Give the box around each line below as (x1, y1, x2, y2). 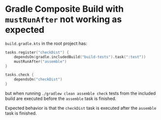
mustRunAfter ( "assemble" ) (14, 59, 67, 64)
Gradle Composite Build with (5, 3, 124, 15)
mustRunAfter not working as (5, 14, 122, 25)
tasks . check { (5, 72, 34, 77)
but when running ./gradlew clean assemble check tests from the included (5, 91, 156, 96)
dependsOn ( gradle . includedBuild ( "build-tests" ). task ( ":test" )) (14, 54, 146, 59)
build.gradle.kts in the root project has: (5, 40, 87, 46)
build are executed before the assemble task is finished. (5, 96, 117, 101)
